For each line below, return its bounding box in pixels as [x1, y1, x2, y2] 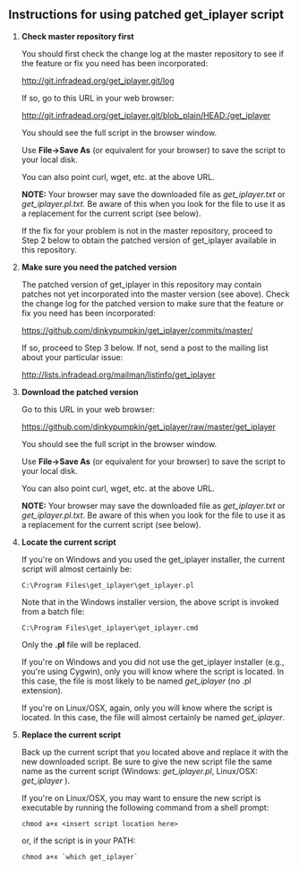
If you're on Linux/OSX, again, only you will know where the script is [21, 702, 273, 713]
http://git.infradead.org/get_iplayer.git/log [21, 75, 175, 86]
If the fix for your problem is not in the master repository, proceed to [21, 225, 273, 236]
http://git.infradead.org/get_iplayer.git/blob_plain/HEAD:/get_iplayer [21, 109, 271, 120]
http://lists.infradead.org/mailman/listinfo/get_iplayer [21, 369, 216, 380]
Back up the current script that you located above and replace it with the [21, 746, 289, 757]
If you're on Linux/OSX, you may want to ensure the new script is [21, 792, 261, 803]
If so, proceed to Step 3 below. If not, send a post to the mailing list [21, 342, 269, 353]
